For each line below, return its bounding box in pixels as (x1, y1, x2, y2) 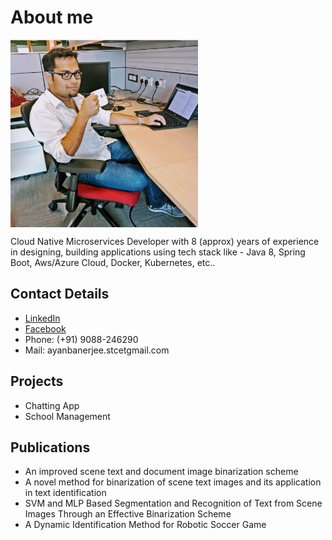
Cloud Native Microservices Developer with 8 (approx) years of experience (10, 235, 320, 247)
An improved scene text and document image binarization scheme (24, 466, 299, 478)
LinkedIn (24, 312, 61, 324)
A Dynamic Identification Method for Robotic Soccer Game (24, 519, 267, 531)
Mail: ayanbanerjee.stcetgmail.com (24, 344, 170, 356)
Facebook (24, 322, 67, 335)
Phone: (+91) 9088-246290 (24, 333, 139, 345)
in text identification (24, 487, 107, 499)
